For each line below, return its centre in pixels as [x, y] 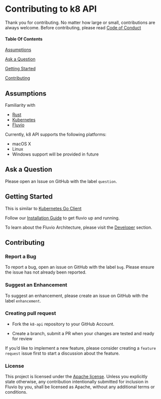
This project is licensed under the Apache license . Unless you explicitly [76, 377]
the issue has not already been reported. [46, 272]
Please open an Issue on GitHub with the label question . [61, 181]
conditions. [16, 392]
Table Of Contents [24, 39]
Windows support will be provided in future [55, 154]
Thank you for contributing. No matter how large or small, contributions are [80, 22]
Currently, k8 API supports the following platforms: [56, 134]
